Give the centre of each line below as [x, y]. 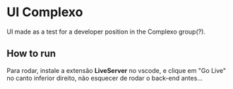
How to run [31, 54]
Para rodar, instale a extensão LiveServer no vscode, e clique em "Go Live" [116, 70]
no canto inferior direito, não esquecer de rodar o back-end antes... [104, 78]
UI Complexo [45, 12]
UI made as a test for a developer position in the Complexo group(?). [106, 32]
